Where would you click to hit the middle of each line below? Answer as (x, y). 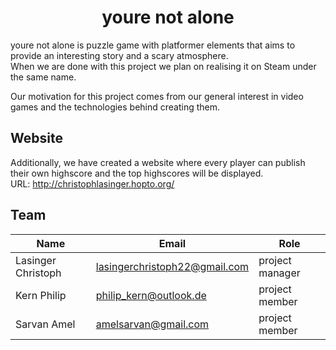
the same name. (43, 77)
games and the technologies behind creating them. (115, 107)
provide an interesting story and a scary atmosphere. (119, 55)
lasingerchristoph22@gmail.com (172, 266)
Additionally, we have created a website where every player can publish (158, 162)
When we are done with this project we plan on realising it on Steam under (163, 66)
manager (279, 273)
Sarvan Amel (45, 324)
